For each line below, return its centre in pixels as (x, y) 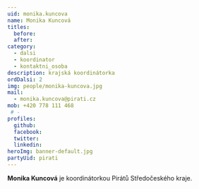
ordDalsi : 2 (25, 79)
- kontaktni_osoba (41, 66)
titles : (19, 27)
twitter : (26, 138)
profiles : (22, 118)
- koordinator (34, 60)
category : (22, 47)
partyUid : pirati (33, 158)
